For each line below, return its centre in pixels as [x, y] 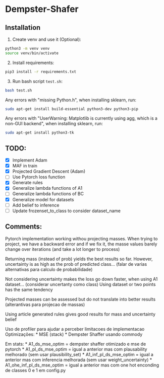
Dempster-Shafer [42, 9]
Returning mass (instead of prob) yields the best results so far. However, [79, 259]
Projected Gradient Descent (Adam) [49, 171]
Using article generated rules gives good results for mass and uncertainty [80, 314]
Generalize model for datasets [43, 199]
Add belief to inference [36, 205]
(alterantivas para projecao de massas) [45, 304]
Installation [23, 28]
